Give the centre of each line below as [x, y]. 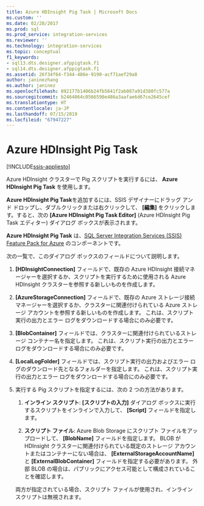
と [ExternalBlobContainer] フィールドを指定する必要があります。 [107, 461]
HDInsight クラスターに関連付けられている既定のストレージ [99, 446]
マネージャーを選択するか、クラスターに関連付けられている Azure [98, 305]
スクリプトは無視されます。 [50, 497]
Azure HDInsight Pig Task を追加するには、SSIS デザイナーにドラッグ [94, 200]
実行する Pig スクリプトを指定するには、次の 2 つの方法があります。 [101, 390]
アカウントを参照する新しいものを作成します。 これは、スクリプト [110, 313]
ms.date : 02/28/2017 [33, 23]
